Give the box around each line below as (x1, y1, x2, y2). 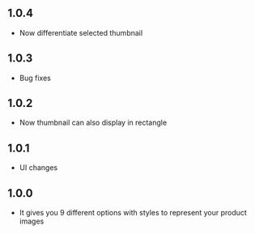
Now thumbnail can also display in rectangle (19, 117, 168, 128)
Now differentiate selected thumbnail (19, 28, 143, 37)
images (19, 216, 45, 226)
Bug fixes (19, 73, 52, 83)
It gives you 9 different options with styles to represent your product (19, 208, 248, 218)
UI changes (19, 163, 58, 172)
